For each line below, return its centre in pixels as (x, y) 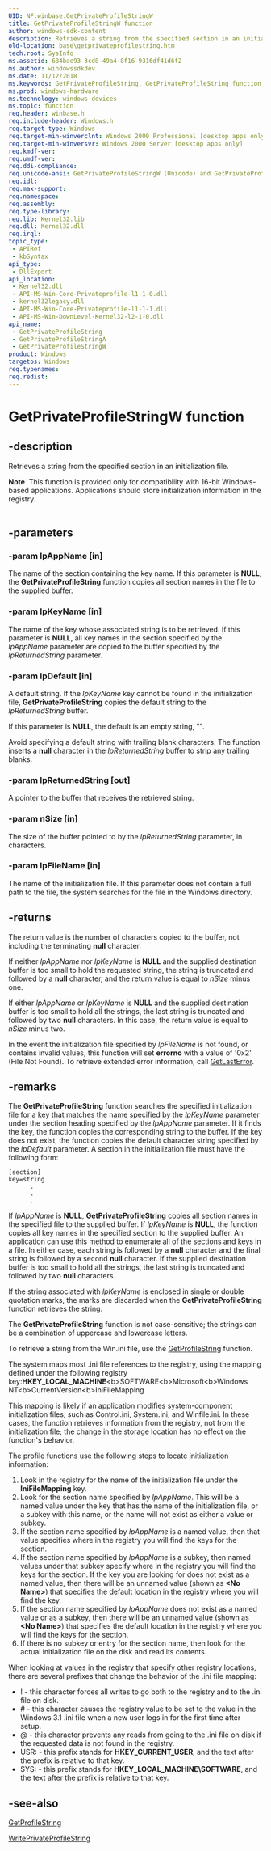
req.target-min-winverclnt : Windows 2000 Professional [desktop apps (128, 136)
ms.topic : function (41, 106)
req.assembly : (32, 204)
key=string (27, 1180)
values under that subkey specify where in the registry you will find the (138, 1566)
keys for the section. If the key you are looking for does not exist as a (135, 1574)
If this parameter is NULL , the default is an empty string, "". (106, 726)
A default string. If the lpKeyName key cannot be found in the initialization (131, 693)
